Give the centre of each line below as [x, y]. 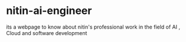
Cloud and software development [47, 33]
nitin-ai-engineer [49, 11]
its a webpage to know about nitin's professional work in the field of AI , [93, 27]
